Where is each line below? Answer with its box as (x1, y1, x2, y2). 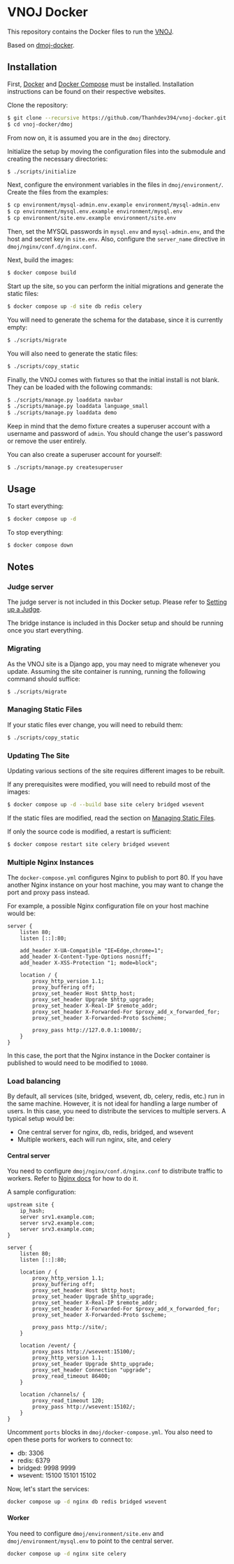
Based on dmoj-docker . (7, 41, 75, 49)
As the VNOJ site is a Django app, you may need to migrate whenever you (7, 659, 221, 668)
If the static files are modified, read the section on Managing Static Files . (7, 813, 216, 822)
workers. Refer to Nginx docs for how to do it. (7, 1174, 138, 1183)
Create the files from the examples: (7, 188, 109, 197)
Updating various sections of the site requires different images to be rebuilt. (7, 766, 226, 775)
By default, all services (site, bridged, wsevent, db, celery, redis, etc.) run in (7, 1092, 225, 1101)
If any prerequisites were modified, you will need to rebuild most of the (7, 780, 211, 788)
